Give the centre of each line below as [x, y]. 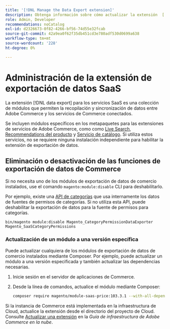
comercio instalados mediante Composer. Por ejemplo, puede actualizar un [84, 256]
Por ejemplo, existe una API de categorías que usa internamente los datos [82, 196]
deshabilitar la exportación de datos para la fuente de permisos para [77, 208]
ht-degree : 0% [20, 48]
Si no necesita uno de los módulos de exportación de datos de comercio [81, 181]
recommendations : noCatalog [35, 24]
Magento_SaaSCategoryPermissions [41, 227]
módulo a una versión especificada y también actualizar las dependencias [83, 261]
